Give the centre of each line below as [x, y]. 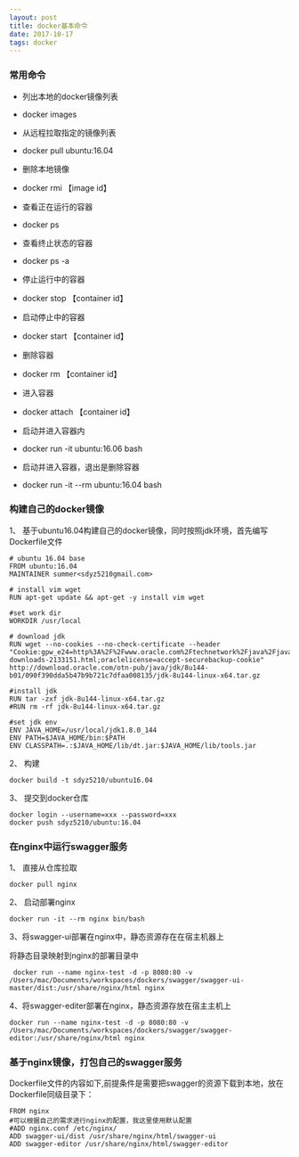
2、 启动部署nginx [42, 902]
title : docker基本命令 [48, 26]
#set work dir [36, 613]
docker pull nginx [43, 885]
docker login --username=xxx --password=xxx [93, 815]
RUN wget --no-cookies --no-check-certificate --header [115, 644]
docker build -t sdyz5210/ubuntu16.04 [81, 780]
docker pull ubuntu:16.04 [68, 150]
